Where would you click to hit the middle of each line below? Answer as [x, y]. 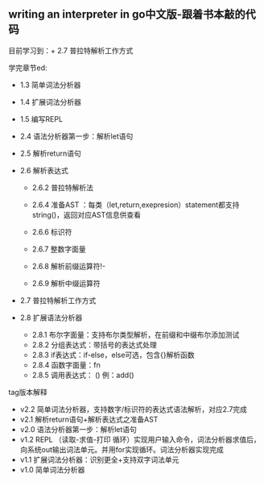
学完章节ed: [28, 68]
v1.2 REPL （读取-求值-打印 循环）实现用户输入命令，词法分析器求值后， [140, 439]
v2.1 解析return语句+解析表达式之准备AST [89, 419]
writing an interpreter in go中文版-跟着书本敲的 [127, 15]
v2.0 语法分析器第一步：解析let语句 [78, 429]
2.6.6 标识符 [52, 231]
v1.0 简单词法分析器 [52, 469]
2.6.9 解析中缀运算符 [66, 283]
